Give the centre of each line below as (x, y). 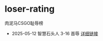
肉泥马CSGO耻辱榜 (24, 23)
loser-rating (30, 9)
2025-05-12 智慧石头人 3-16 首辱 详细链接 (55, 33)
